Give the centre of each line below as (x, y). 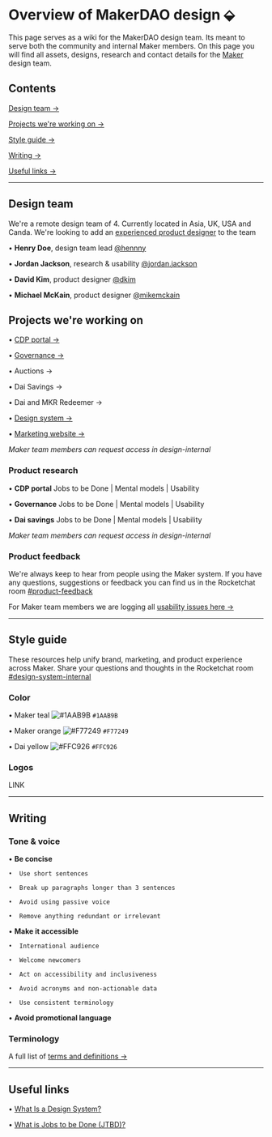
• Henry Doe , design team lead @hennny (77, 248)
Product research (43, 471)
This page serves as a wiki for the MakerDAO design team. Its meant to (127, 37)
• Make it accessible (44, 931)
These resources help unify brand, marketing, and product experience (125, 659)
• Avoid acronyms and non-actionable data (83, 989)
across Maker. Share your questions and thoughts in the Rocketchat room (131, 668)
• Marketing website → (47, 434)
